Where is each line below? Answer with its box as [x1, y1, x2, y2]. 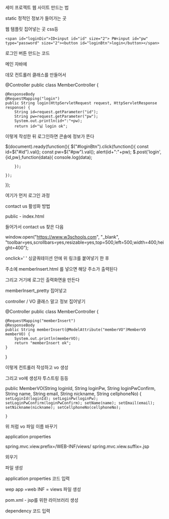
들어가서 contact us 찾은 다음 [5, 224, 64, 230]
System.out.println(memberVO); [14, 336, 80, 341]
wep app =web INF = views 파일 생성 [5, 486, 81, 492]
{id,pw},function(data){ [5, 154, 54, 160]
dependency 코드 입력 [5, 508, 51, 514]
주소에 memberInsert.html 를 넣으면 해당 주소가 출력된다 [5, 266, 118, 272]
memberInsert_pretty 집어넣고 [5, 287, 67, 294]
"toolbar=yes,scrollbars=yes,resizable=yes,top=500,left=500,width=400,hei [5, 239, 164, 245]
